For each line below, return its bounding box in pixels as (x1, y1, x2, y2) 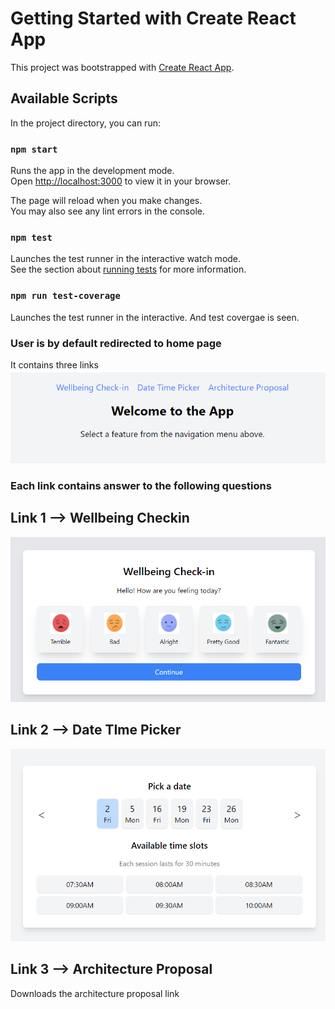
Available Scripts (10, 90, 118, 107)
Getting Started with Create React (10, 7, 297, 30)
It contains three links (10, 358, 99, 371)
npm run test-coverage (10, 290, 121, 302)
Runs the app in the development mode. (10, 165, 175, 177)
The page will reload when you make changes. (10, 195, 203, 207)
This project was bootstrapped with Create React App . (10, 61, 235, 73)
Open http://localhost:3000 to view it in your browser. (10, 175, 232, 187)
